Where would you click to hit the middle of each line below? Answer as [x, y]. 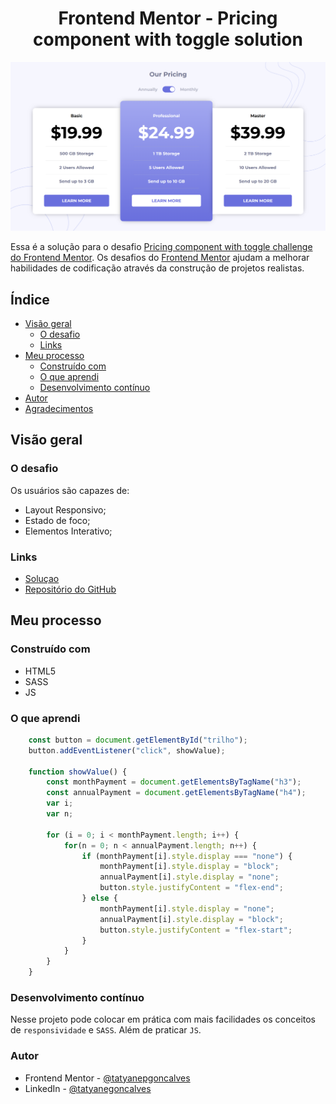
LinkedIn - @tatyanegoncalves [88, 1088]
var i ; [60, 803]
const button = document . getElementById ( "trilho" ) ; [138, 740]
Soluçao [42, 578]
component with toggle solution [168, 39]
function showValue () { [78, 772]
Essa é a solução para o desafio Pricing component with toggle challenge [161, 247]
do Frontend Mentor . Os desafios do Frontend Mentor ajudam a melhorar [160, 258]
